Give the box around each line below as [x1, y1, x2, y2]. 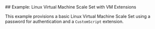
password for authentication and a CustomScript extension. [5, 19, 124, 24]
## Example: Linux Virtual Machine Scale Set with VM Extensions [5, 4, 136, 10]
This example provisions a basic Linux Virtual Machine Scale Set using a [5, 14, 151, 19]
